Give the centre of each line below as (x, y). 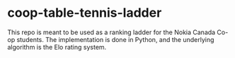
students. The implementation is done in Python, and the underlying (115, 39)
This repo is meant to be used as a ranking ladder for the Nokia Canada (111, 32)
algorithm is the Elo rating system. (57, 47)
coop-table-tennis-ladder (85, 13)
